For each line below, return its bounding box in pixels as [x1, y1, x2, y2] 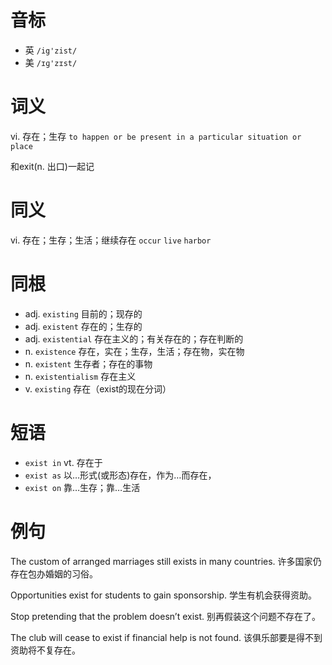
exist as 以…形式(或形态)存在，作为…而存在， [24, 469, 217, 481]
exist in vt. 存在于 [24, 456, 103, 468]
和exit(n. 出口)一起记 [10, 160, 95, 172]
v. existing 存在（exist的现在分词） [24, 382, 172, 395]
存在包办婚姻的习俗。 [10, 567, 98, 580]
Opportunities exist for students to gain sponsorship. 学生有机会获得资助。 [10, 589, 318, 601]
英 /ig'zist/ [24, 44, 78, 56]
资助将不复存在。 [10, 644, 81, 656]
